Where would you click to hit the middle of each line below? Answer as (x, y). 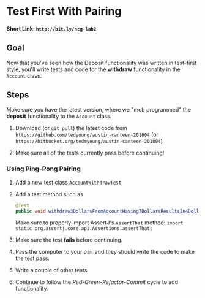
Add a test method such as (49, 194)
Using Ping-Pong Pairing (44, 169)
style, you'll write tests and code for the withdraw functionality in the (93, 69)
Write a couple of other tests (51, 270)
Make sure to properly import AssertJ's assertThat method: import (99, 223)
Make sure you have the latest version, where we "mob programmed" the (99, 110)
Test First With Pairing (64, 11)
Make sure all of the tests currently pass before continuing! (90, 153)
